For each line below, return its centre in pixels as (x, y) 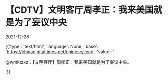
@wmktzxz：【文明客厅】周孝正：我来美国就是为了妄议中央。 (68, 62)
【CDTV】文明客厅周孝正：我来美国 (79, 10)
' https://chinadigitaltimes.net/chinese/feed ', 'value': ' (60, 52)
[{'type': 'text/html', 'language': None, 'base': (52, 46)
